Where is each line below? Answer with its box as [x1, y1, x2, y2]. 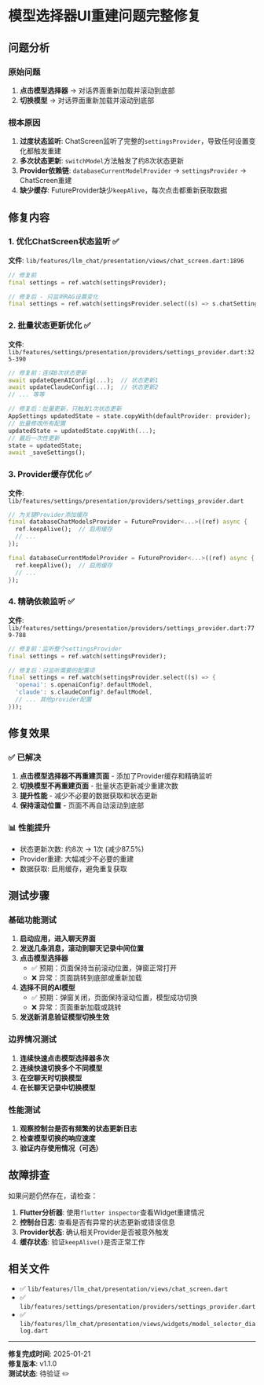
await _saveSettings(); [8, 449, 86, 456]
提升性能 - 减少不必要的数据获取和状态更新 [19, 791, 159, 801]
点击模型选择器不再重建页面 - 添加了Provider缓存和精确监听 [19, 771, 213, 781]
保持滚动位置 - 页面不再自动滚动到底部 [19, 801, 145, 810]
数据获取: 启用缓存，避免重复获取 [19, 863, 127, 873]
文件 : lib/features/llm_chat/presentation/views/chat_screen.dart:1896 [8, 255, 244, 265]
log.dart [19, 1327, 49, 1335]
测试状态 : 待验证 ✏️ [8, 1369, 70, 1378]
